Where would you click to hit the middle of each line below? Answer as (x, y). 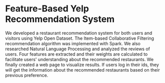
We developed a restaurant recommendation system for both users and (79, 33)
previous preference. (27, 75)
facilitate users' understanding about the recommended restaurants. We (79, 59)
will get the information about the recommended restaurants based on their (82, 70)
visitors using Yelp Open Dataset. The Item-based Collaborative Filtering (79, 38)
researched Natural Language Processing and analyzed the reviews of (77, 49)
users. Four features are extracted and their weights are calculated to (76, 54)
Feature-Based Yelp (47, 9)
